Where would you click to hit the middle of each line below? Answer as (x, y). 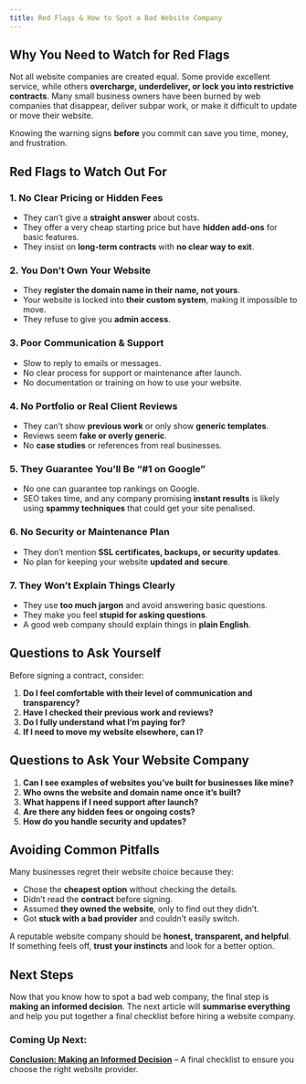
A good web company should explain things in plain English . (137, 624)
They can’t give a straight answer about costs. (111, 218)
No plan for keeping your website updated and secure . (127, 562)
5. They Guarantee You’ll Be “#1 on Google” (107, 468)
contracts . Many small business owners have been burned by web (135, 96)
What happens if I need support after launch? (111, 802)
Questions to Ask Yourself (85, 653)
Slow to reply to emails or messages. (92, 363)
